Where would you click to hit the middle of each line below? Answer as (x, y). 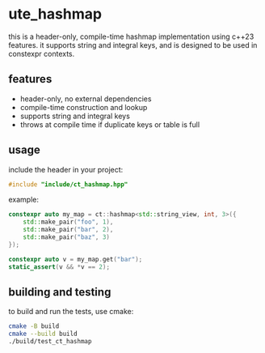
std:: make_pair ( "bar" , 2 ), (68, 230)
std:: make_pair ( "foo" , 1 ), (68, 222)
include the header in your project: (66, 169)
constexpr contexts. (42, 53)
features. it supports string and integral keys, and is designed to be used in (133, 45)
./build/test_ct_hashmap (50, 342)
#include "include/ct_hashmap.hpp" (68, 184)
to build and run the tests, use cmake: (71, 312)
